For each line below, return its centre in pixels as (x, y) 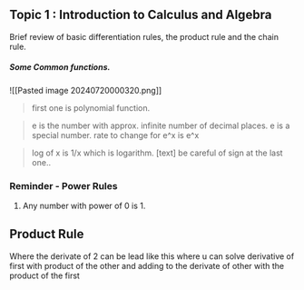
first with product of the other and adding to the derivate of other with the (147, 265)
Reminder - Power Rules (64, 185)
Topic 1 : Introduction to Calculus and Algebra (141, 15)
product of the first (44, 275)
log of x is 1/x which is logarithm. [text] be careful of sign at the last (157, 153)
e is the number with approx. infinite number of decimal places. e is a (161, 125)
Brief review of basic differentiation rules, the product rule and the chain (144, 36)
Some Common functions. (60, 67)
